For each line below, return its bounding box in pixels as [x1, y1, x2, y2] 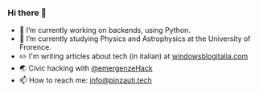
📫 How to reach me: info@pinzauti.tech [18, 75, 152, 85]
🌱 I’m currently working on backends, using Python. [18, 26, 191, 35]
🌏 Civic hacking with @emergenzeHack [18, 63, 154, 73]
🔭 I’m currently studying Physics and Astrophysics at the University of [18, 34, 251, 43]
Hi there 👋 [7, 7, 47, 18]
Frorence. [18, 42, 51, 52]
